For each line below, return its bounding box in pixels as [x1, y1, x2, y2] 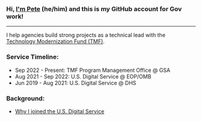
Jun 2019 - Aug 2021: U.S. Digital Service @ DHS [14, 79, 136, 86]
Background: [6, 94, 45, 102]
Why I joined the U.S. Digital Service [14, 107, 105, 115]
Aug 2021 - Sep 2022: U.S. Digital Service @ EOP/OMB [14, 72, 151, 80]
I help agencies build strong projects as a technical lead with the [6, 32, 166, 39]
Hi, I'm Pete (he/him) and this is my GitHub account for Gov [6, 5, 182, 13]
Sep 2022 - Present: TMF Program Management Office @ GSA [14, 66, 171, 74]
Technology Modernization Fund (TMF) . [6, 38, 105, 45]
